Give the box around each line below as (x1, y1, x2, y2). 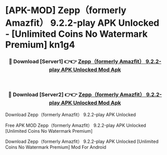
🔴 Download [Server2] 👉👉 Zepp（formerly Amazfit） (8, 91, 145, 98)
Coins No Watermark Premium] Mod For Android (5, 144, 106, 150)
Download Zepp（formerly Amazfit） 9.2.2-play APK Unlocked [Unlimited (5, 138, 159, 144)
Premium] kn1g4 (5, 39, 75, 50)
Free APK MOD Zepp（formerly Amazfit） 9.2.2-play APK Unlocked (5, 122, 146, 128)
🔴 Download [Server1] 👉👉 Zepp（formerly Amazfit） (8, 58, 145, 65)
